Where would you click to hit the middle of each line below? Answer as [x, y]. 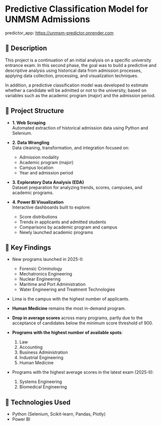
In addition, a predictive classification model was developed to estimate [77, 85]
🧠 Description [26, 48]
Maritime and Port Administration [53, 284]
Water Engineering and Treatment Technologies [67, 290]
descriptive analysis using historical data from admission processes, [73, 70]
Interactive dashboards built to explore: [51, 207]
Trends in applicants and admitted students [63, 222]
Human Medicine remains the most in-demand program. [69, 308]
